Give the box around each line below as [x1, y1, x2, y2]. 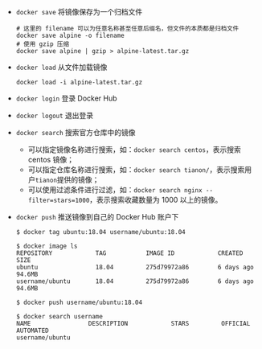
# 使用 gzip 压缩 [15, 40, 70, 48]
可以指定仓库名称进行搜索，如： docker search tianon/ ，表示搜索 [27, 165, 245, 174]
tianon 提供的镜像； [35, 175, 100, 184]
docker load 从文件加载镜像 [15, 63, 108, 72]
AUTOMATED [15, 326, 50, 335]
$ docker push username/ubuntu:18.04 [15, 298, 143, 306]
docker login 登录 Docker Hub [15, 93, 118, 103]
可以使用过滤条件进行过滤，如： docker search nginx [27, 185, 203, 195]
